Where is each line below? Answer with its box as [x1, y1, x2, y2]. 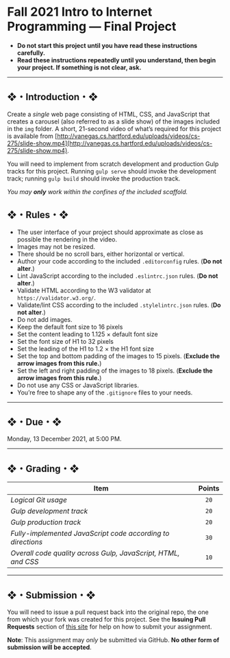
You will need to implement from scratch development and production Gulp [7, 159, 219, 168]
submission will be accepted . [7, 643, 92, 651]
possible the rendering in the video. [16, 235, 118, 244]
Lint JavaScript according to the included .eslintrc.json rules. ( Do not [16, 272, 218, 280]
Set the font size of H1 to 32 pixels [16, 337, 114, 345]
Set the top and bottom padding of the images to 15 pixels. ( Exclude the [16, 351, 220, 360]
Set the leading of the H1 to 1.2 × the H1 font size [16, 344, 154, 353]
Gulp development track [10, 506, 88, 516]
